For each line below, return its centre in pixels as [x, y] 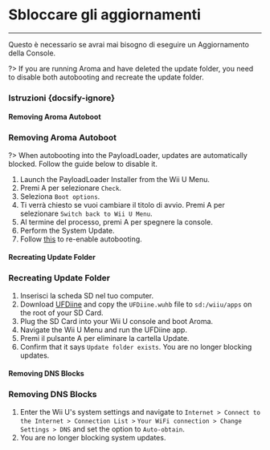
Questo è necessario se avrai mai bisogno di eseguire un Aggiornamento [129, 44]
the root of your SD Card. [61, 312]
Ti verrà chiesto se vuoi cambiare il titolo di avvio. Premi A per [122, 205]
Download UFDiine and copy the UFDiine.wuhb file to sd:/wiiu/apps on [136, 304]
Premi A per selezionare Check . [71, 188]
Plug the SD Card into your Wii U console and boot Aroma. [117, 321]
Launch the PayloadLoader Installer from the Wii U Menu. [115, 179]
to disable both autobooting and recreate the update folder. [106, 77]
